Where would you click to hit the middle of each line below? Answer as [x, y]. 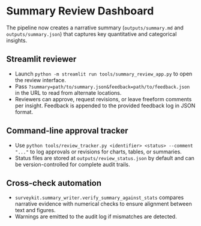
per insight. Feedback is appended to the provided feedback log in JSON [105, 106]
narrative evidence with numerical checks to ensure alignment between [103, 204]
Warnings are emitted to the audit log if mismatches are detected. [96, 216]
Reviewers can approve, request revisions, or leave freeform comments [103, 99]
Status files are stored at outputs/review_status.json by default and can [105, 158]
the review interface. [40, 80]
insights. [17, 40]
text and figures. [35, 210]
